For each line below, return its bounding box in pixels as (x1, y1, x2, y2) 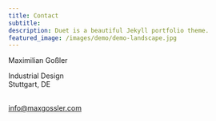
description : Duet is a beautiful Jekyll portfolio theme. (8, 26, 210, 34)
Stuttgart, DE (8, 80, 50, 89)
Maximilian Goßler (8, 56, 68, 65)
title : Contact (8, 11, 59, 20)
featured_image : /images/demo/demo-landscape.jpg (8, 33, 178, 42)
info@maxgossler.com (8, 103, 82, 113)
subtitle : (8, 19, 42, 27)
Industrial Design (8, 71, 64, 80)
